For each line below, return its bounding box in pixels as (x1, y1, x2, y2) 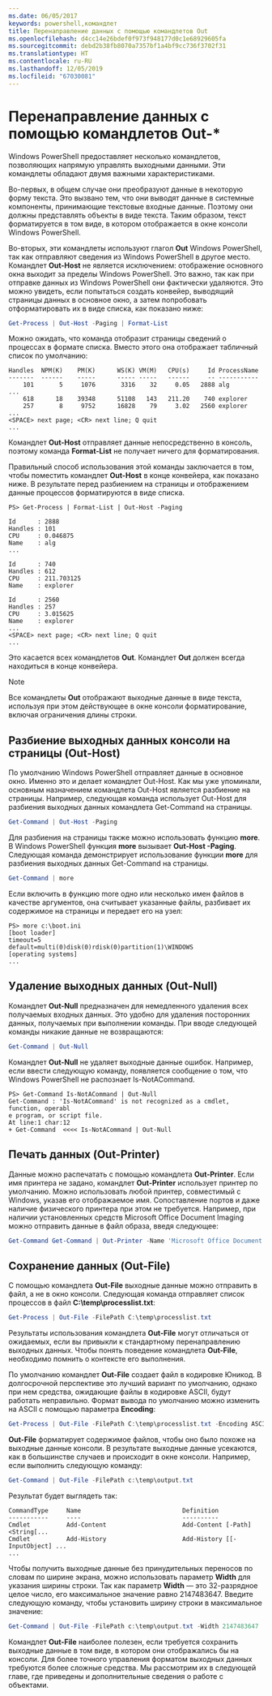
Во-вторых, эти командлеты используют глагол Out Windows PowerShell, (8, 243, 263, 252)
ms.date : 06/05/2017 (8, 11, 79, 20)
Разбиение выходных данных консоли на (8, 734, 231, 747)
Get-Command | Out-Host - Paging (8, 818, 117, 826)
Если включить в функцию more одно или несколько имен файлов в (8, 889, 244, 898)
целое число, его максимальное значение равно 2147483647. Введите (8, 1589, 253, 1599)
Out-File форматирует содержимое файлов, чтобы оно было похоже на (8, 1434, 257, 1444)
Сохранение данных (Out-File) (8, 1259, 171, 1272)
